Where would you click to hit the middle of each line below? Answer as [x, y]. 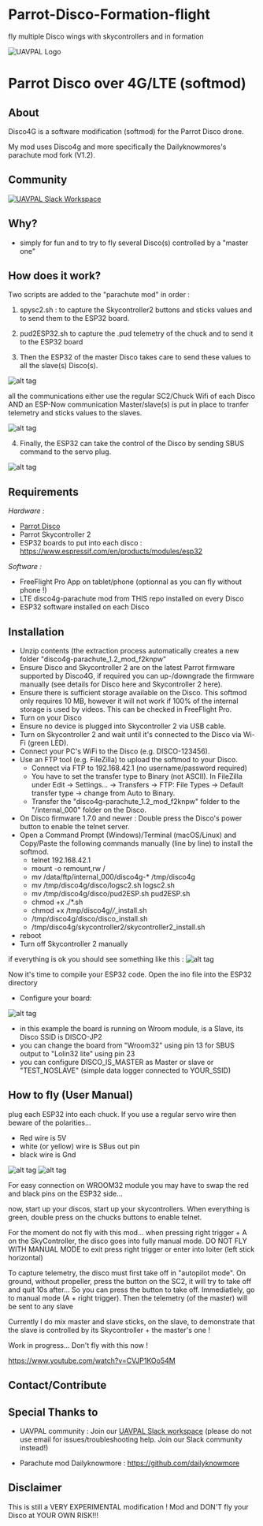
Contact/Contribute [57, 1385]
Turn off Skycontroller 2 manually [74, 944]
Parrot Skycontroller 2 [55, 534]
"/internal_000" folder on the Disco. [89, 810]
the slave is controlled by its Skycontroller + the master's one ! [109, 1330]
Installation [36, 632]
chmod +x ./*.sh [57, 902]
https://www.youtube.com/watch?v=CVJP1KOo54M [92, 1360]
